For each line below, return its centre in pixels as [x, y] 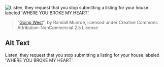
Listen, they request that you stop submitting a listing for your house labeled [82, 55]
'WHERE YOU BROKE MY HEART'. [39, 60]
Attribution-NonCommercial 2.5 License [58, 28]
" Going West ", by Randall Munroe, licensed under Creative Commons [87, 22]
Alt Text [17, 43]
